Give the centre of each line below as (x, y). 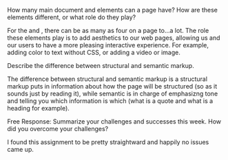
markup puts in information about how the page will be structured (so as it (112, 86)
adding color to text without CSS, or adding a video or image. (94, 52)
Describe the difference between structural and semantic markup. (101, 66)
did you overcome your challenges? (58, 129)
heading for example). (39, 108)
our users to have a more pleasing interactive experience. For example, (108, 45)
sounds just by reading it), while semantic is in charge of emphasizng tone (113, 93)
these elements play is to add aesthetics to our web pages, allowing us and (114, 38)
